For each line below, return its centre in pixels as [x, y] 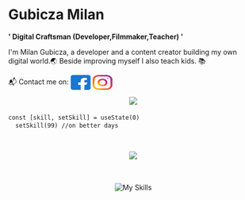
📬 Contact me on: [38, 82]
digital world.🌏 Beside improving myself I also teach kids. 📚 [107, 60]
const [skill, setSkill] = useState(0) [74, 117]
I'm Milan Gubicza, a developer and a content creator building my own [123, 52]
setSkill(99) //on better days [67, 125]
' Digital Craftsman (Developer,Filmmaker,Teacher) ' [96, 37]
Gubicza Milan [56, 15]
